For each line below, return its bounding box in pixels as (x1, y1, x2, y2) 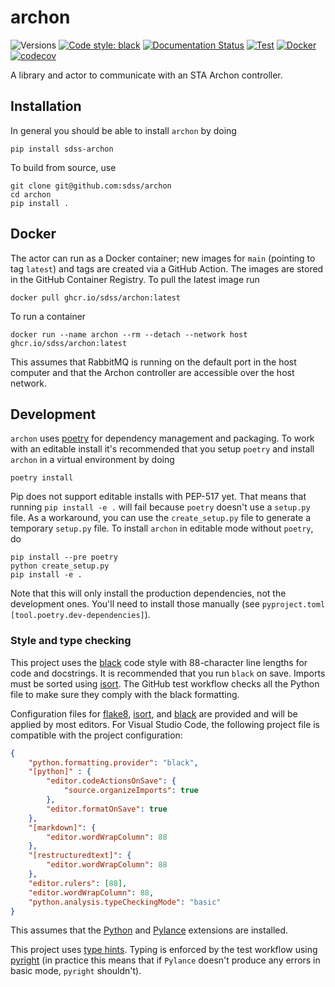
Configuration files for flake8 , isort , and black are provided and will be (10, 707, 298, 720)
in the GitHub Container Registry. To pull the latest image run (10, 273, 260, 285)
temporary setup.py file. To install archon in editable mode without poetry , (10, 522, 314, 535)
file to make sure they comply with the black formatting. (10, 688, 240, 700)
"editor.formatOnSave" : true (46, 804, 168, 814)
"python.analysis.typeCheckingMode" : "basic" (28, 897, 222, 907)
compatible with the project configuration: (10, 729, 183, 741)
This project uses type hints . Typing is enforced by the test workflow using (10, 944, 318, 956)
